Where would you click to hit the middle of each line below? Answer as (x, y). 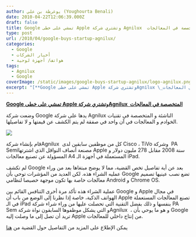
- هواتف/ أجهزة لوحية (38, 60)
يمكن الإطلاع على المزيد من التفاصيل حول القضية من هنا (67, 227)
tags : (13, 66)
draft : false (22, 22)
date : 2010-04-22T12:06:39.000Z (45, 17)
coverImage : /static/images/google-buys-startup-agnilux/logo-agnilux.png (99, 82)
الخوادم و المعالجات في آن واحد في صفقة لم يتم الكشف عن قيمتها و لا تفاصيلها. (92, 121)
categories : (20, 44)
